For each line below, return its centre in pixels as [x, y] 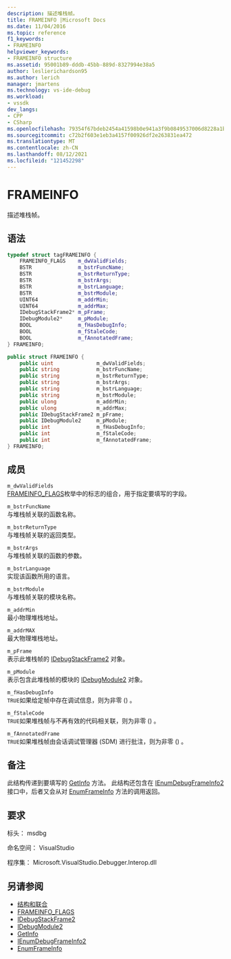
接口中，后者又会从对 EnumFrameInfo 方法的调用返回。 [85, 792]
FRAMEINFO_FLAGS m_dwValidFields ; [74, 261]
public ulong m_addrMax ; [74, 408]
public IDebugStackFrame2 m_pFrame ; [72, 414]
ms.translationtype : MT [41, 142]
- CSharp [20, 122]
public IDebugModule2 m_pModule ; [74, 421]
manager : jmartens [33, 84]
